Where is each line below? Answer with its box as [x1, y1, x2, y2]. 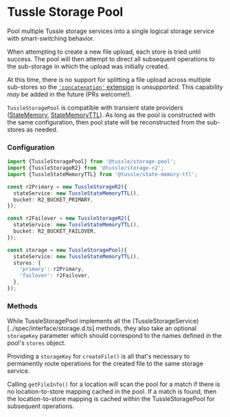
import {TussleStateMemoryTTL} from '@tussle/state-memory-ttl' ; [7, 171, 198, 178]
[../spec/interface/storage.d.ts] [7, 324, 95, 332]
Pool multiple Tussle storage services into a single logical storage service [7, 27, 215, 35]
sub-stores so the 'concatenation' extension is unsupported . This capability [7, 83, 223, 91]
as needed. [26, 125, 58, 133]
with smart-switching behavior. [7, 34, 95, 42]
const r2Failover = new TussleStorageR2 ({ [7, 215, 130, 222]
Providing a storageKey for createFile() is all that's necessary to [7, 352, 190, 361]
